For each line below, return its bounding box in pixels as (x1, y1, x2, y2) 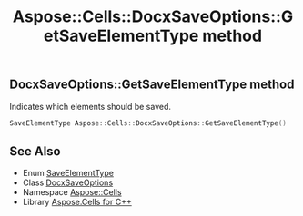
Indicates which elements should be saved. (9, 101, 171, 112)
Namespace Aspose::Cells (22, 187, 122, 198)
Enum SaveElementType (22, 168, 114, 179)
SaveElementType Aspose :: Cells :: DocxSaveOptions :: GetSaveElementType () (9, 118, 287, 128)
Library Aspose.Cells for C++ (22, 197, 132, 208)
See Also (9, 143, 61, 159)
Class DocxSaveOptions (22, 177, 114, 188)
